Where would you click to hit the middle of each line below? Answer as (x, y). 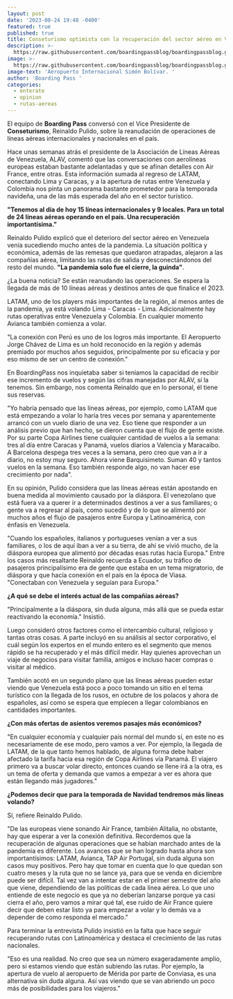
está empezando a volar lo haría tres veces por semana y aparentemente (112, 415)
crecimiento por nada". (40, 474)
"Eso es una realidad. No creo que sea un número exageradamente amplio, (114, 959)
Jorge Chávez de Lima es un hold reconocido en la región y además (104, 344)
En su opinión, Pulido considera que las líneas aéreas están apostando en (112, 488)
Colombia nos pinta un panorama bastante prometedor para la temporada (112, 189)
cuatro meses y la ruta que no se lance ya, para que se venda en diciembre (115, 873)
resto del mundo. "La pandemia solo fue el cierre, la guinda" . (96, 267)
